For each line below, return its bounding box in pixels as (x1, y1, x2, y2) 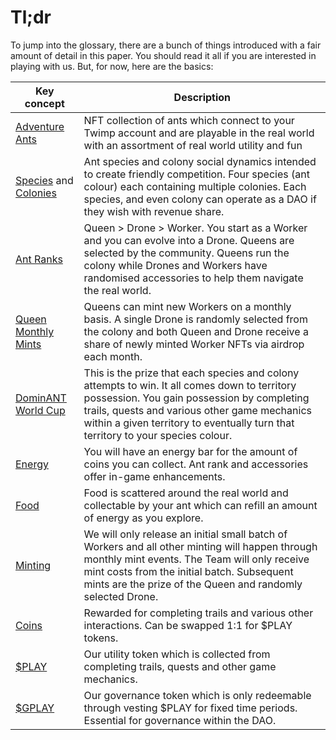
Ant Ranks (15, 252, 63, 266)
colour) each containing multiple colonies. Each (83, 179, 307, 193)
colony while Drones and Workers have (83, 258, 268, 272)
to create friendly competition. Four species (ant (83, 167, 310, 181)
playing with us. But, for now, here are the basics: (10, 60, 214, 72)
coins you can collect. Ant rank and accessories (83, 457, 309, 471)
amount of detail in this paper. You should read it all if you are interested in (10, 49, 317, 61)
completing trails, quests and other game (83, 659, 277, 673)
